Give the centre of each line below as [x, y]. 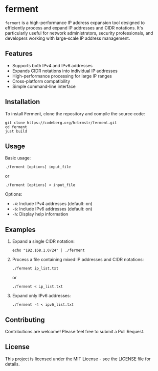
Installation [23, 102]
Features [19, 54]
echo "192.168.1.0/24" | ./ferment [48, 251]
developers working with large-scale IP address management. [68, 38]
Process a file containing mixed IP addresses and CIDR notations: [78, 260]
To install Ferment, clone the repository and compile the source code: [75, 113]
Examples [20, 229]
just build [16, 131]
